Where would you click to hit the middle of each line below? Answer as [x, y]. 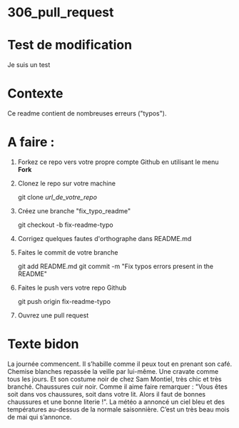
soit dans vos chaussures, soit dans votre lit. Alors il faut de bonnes [106, 394]
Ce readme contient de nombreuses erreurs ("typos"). [87, 113]
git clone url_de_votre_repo [57, 197]
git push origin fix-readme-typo [64, 301]
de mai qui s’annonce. [40, 417]
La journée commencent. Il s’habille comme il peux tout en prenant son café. [120, 364]
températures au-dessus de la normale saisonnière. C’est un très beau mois [118, 409]
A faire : [31, 142]
